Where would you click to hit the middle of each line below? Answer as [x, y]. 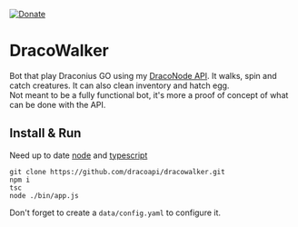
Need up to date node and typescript [79, 155]
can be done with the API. [58, 104]
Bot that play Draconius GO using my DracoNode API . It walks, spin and [143, 75]
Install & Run [45, 133]
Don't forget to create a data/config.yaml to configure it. [115, 212]
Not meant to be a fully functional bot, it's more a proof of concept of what [149, 94]
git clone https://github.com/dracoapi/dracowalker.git [117, 172]
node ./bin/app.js [44, 195]
